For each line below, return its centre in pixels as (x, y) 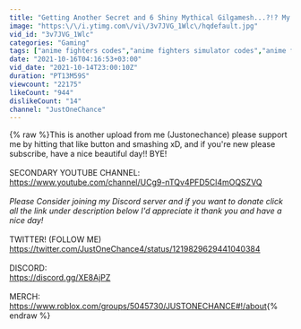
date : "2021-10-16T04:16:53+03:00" (76, 59)
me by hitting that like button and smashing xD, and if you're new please (142, 144)
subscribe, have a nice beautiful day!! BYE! (88, 154)
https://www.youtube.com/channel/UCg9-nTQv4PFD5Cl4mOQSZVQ (136, 182)
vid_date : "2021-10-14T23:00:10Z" (74, 68)
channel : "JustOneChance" (57, 109)
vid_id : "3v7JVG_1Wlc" (52, 34)
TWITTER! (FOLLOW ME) (56, 239)
